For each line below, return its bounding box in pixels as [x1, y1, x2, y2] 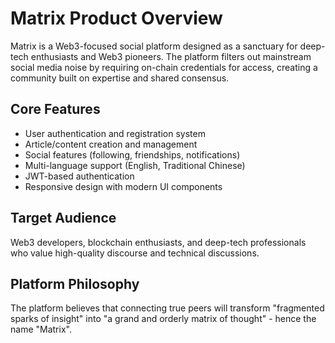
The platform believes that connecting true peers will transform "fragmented [10, 302, 325, 314]
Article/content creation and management [24, 138, 198, 150]
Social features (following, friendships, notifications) [24, 148, 241, 161]
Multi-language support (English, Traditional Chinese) [24, 159, 246, 171]
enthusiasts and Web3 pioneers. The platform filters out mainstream [30, 50, 312, 62]
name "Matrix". [10, 323, 72, 336]
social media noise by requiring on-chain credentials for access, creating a [10, 61, 318, 73]
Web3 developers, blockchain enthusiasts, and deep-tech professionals [10, 236, 307, 248]
